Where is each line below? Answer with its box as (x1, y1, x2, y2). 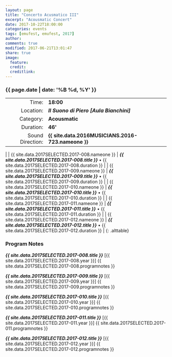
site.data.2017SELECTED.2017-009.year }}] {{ (5, 278, 101, 284)
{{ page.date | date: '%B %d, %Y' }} (5, 86, 97, 93)
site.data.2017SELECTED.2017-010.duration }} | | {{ (5, 195, 113, 201)
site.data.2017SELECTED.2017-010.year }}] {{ (5, 299, 101, 305)
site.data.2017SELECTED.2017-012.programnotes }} (5, 346, 114, 352)
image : (5, 55, 19, 60)
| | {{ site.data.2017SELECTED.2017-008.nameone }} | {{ (5, 151, 124, 158)
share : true (5, 50, 31, 55)
